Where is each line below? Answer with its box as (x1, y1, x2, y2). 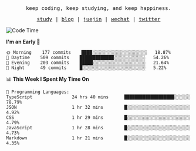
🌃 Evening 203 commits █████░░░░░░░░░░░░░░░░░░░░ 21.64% (6, 60, 169, 66)
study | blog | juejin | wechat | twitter (36, 16, 161, 22)
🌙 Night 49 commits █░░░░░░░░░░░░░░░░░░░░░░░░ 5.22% (6, 65, 167, 71)
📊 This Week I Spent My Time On (6, 75, 89, 83)
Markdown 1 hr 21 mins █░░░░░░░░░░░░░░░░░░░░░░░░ (6, 135, 191, 141)
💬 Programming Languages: (6, 89, 69, 95)
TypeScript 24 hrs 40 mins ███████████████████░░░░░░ (6, 94, 191, 100)
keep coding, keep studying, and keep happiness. (25, 5, 172, 11)
